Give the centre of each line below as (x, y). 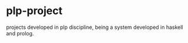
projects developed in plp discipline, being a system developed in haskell (95, 27)
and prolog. (20, 33)
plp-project (34, 11)
